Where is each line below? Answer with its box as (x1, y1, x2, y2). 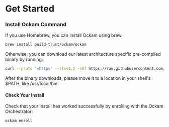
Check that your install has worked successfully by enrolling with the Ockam (5, 103, 163, 109)
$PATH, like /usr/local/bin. (5, 81, 59, 87)
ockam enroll (5, 118, 33, 123)
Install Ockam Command (5, 21, 67, 28)
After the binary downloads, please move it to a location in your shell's (5, 75, 151, 81)
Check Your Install (5, 92, 44, 98)
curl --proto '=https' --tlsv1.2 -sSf (5, 66, 87, 71)
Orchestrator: (5, 108, 33, 114)
